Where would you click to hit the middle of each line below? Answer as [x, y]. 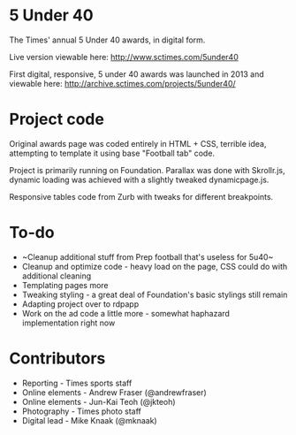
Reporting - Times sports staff [77, 383]
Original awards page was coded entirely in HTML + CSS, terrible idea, [138, 143]
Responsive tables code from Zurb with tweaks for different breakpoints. [141, 196]
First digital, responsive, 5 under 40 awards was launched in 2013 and [137, 74]
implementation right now [68, 323]
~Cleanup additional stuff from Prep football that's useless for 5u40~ [148, 256]
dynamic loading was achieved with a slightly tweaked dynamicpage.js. [139, 179]
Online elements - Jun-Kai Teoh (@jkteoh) [99, 401]
